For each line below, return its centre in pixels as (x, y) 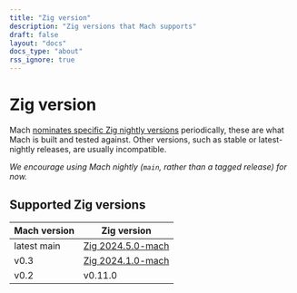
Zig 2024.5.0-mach (126, 246)
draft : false (34, 34)
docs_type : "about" (46, 52)
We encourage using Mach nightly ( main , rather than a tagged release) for (148, 166)
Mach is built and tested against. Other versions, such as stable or (133, 139)
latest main (37, 246)
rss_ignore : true (42, 60)
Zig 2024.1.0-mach (126, 260)
